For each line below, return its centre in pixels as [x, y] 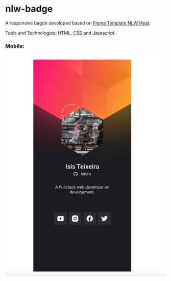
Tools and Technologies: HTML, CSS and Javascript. [60, 33]
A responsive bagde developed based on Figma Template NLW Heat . [78, 23]
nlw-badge [29, 9]
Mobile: [15, 46]
